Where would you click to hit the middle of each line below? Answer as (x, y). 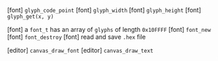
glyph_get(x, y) (30, 17)
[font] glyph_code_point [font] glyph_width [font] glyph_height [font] (104, 10)
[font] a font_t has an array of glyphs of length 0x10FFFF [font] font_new (109, 29)
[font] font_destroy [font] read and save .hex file (76, 37)
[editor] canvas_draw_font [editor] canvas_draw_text (80, 50)
